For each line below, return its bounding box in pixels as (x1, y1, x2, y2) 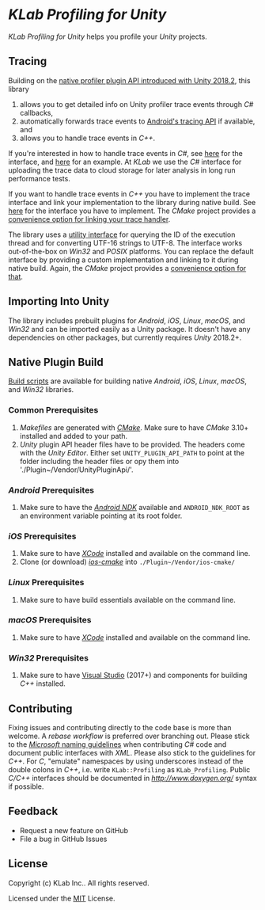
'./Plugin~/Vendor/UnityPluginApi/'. (19, 465, 134, 474)
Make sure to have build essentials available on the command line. (19, 595, 236, 604)
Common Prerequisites (8, 405, 99, 416)
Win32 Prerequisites (8, 652, 89, 663)
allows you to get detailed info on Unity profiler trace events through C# (19, 99, 254, 109)
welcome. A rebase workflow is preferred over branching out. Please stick (8, 731, 251, 741)
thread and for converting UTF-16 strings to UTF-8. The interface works (8, 238, 243, 247)
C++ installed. (19, 679, 66, 688)
